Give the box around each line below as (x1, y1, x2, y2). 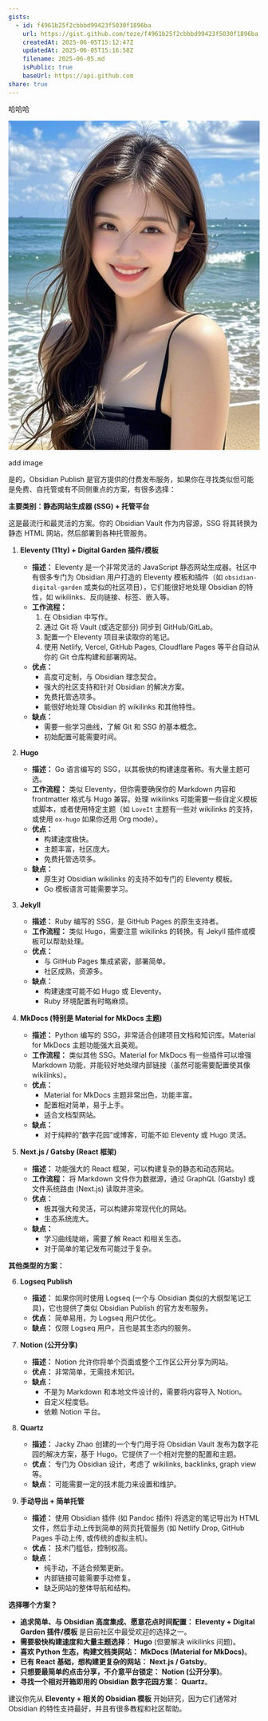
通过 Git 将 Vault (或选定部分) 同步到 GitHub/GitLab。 (43, 622, 218, 631)
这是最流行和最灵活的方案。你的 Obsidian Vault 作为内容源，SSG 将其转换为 (8, 518, 258, 528)
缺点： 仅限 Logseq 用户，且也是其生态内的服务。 (31, 1323, 195, 1332)
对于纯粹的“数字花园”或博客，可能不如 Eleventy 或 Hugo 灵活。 (43, 1130, 251, 1139)
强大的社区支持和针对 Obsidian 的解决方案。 (43, 682, 189, 691)
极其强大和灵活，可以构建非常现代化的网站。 (43, 1204, 191, 1213)
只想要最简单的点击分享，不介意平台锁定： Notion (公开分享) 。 (19, 1667, 227, 1676)
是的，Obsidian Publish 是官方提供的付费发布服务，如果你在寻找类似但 (8, 474, 241, 484)
